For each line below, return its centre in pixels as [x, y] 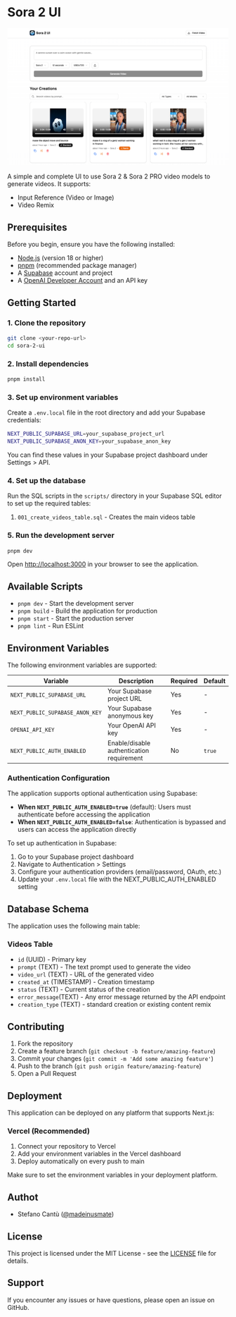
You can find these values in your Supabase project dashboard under [108, 455]
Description [136, 680]
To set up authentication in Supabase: [62, 843]
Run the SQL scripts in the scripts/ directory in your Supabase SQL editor [115, 496]
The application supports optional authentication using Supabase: [103, 793]
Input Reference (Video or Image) [66, 197]
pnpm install [26, 379]
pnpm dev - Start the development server [76, 604]
